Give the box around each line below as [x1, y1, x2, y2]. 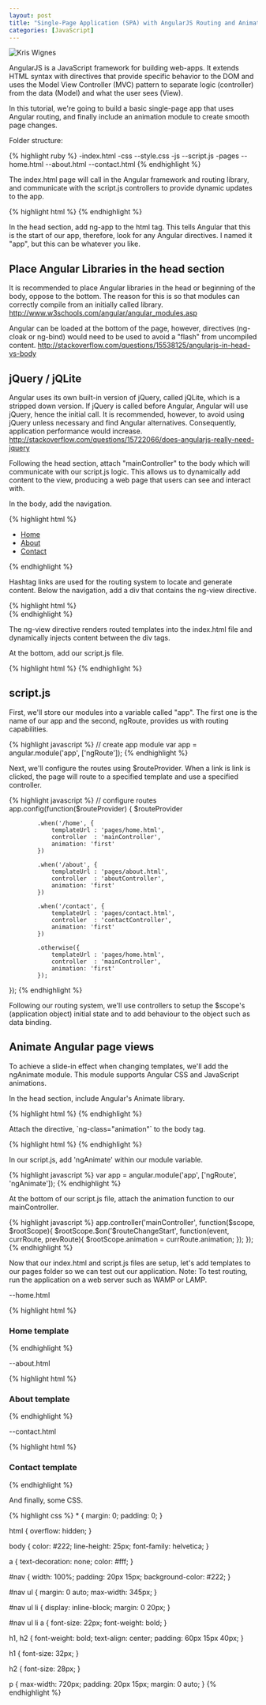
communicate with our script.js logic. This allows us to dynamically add [9, 467, 241, 476]
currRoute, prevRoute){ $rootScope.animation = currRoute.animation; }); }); [9, 1234, 253, 1244]
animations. [9, 1078, 47, 1087]
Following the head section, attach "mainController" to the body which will [9, 459, 250, 467]
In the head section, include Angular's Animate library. [9, 1093, 185, 1103]
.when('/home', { [37, 819, 94, 827]
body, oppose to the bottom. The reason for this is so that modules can [9, 292, 240, 301]
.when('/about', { [37, 860, 98, 868]
